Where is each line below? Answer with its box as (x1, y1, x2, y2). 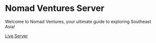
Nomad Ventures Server (5, 3, 104, 14)
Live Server (5, 33, 28, 39)
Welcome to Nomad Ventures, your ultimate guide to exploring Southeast (5, 19, 152, 24)
